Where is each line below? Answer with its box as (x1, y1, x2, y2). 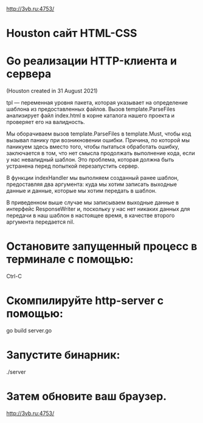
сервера (6, 67, 52, 81)
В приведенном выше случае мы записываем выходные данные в (6, 199, 179, 206)
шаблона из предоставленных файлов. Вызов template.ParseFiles (6, 106, 176, 113)
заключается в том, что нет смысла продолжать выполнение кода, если (6, 150, 196, 157)
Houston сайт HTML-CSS (6, 27, 137, 40)
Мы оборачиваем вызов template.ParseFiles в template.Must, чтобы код (6, 130, 191, 137)
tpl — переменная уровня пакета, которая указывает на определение (6, 99, 188, 106)
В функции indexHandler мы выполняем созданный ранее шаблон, (6, 174, 179, 182)
